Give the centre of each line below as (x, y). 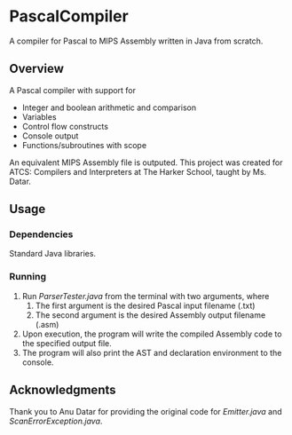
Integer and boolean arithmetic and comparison (109, 107)
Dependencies (41, 234)
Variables (39, 116)
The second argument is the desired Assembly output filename (150, 315)
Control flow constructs (65, 126)
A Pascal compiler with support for (72, 90)
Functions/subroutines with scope (84, 145)
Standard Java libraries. (52, 254)
